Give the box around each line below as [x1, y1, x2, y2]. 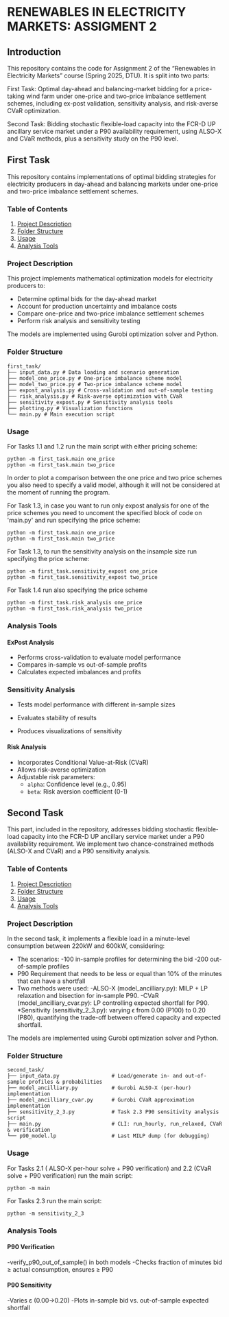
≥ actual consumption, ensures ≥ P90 [7, 1265, 114, 1273]
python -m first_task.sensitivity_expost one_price [7, 568, 158, 575]
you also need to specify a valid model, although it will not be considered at [7, 481, 221, 489]
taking [7, 92, 25, 100]
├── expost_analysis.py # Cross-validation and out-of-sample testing [7, 387, 213, 394]
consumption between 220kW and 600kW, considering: [7, 942, 165, 950]
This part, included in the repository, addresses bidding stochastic [7, 825, 194, 833]
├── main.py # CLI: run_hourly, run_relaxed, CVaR [7, 1121, 223, 1128]
